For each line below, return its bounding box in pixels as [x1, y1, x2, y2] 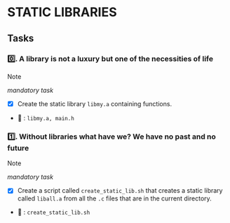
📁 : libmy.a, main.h [17, 113, 75, 122]
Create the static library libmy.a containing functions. [17, 99, 172, 108]
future [7, 143, 29, 153]
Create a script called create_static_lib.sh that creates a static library [17, 186, 223, 195]
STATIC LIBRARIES [7, 4, 117, 20]
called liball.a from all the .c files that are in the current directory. [17, 194, 212, 203]
